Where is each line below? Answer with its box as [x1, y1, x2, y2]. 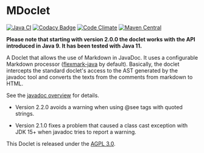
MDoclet [6, 4, 51, 18]
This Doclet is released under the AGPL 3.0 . [6, 140, 116, 147]
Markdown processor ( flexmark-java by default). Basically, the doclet [6, 60, 180, 68]
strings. [15, 110, 35, 117]
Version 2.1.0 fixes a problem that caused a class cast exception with [15, 121, 188, 129]
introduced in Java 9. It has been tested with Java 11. [6, 42, 142, 49]
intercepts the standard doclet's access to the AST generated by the [6, 66, 178, 74]
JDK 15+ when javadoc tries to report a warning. [15, 128, 137, 135]
